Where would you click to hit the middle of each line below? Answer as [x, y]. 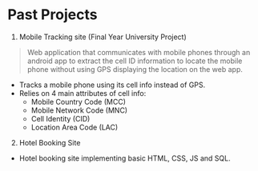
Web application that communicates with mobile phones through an [139, 52]
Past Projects [52, 15]
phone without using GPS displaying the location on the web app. [135, 69]
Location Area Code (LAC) [75, 127]
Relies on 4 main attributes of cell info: [83, 93]
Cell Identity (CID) [60, 118]
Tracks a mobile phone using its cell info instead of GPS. [112, 85]
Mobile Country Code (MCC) [78, 101]
